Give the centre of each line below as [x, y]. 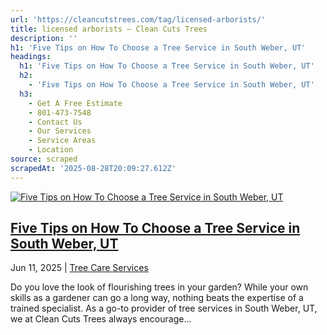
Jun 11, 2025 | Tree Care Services [79, 268]
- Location [51, 150]
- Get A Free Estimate [75, 103]
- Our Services [60, 131]
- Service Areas [62, 141]
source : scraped [44, 159]
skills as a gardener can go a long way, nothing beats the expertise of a [157, 298]
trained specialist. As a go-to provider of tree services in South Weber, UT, [164, 308]
